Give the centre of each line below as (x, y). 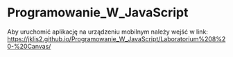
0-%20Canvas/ (29, 46)
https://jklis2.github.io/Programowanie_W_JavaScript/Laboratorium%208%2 (116, 38)
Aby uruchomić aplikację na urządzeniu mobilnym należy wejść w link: (107, 32)
